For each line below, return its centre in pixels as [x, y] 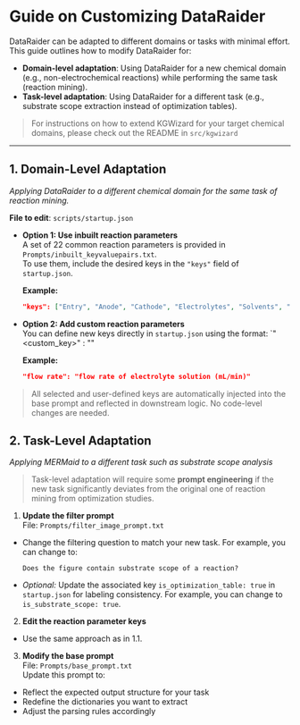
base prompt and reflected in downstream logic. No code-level [146, 403]
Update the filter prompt [68, 516]
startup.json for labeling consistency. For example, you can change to [152, 594]
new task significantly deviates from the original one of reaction [148, 489]
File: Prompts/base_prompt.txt [77, 666]
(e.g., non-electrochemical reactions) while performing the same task [150, 77]
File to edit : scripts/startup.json [71, 217]
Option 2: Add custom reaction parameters [103, 324]
